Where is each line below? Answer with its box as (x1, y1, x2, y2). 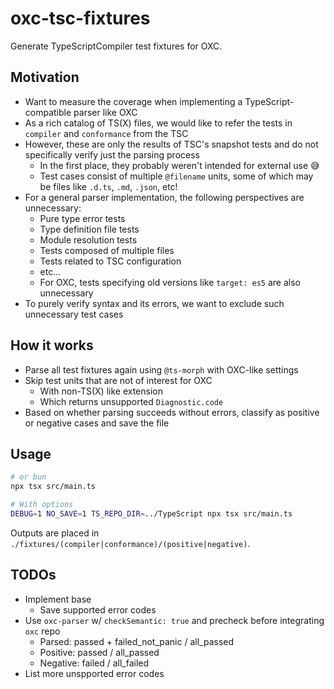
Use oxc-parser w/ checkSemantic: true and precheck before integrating (24, 614, 325, 626)
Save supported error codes (39, 603, 157, 616)
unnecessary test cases (24, 308, 124, 320)
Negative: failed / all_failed (39, 657, 150, 669)
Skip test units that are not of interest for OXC (24, 374, 213, 386)
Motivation (10, 69, 80, 86)
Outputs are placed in (10, 527, 100, 539)
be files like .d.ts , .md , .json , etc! (39, 180, 178, 192)
